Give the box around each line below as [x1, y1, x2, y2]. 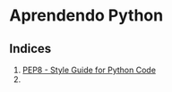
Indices [9, 41, 52, 56]
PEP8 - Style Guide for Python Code [21, 64, 157, 75]
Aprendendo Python [9, 5, 164, 26]
